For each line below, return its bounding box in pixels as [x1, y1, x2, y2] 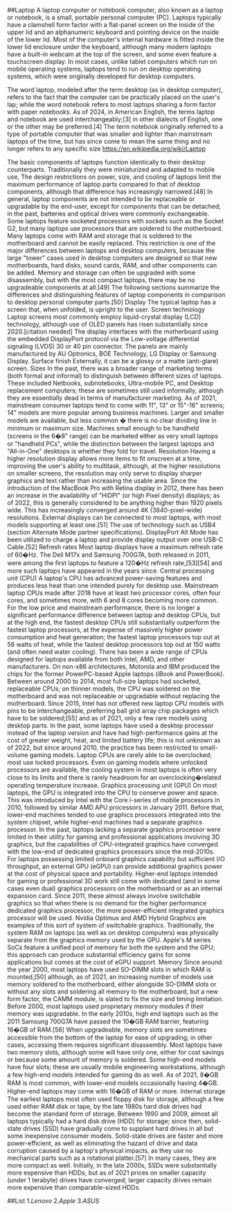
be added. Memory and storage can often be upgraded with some [7, 268, 196, 277]
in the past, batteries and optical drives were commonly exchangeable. [7, 209, 210, 218]
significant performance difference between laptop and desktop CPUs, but [7, 611, 220, 619]
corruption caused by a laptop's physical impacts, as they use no [7, 1147, 193, 1154]
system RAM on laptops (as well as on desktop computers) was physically [7, 928, 219, 937]
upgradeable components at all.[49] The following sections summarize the [7, 284, 220, 291]
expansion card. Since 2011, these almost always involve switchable [7, 892, 201, 900]
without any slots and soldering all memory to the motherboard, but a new [7, 987, 218, 996]
